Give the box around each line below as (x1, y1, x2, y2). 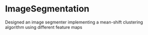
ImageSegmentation (5, 3, 89, 14)
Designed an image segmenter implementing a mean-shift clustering (5, 19, 143, 25)
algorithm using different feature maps (5, 24, 83, 30)
